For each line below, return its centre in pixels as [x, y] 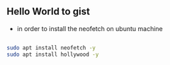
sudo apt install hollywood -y [53, 54]
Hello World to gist [48, 12]
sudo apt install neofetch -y [51, 48]
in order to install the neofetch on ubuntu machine [90, 28]
